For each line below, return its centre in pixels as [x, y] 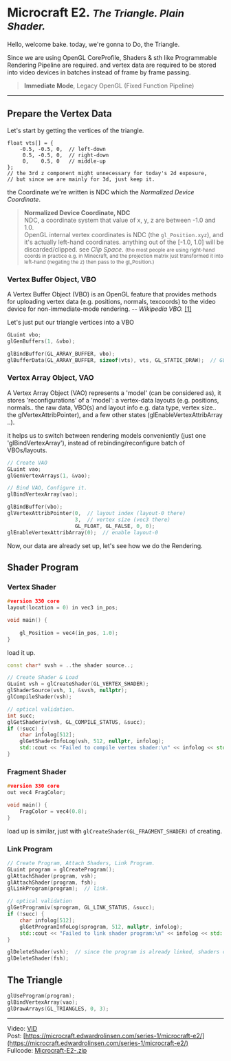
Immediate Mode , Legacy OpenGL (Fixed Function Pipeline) [109, 85]
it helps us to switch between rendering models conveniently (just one [107, 435]
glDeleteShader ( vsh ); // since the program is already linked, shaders [113, 952]
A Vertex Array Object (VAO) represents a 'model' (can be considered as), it [114, 393]
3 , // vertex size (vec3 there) [122, 519]
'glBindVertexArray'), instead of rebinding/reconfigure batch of [96, 443]
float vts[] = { [30, 143]
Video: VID [22, 1028]
